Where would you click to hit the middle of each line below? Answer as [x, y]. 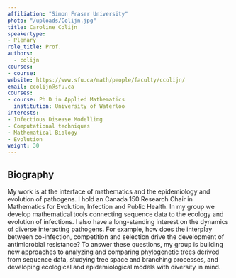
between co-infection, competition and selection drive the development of [116, 237]
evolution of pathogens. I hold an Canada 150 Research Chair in [100, 199]
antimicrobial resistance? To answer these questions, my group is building [115, 244]
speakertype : [27, 34]
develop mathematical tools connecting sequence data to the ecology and [116, 214]
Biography [31, 174]
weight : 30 [23, 146]
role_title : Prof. [34, 47]
